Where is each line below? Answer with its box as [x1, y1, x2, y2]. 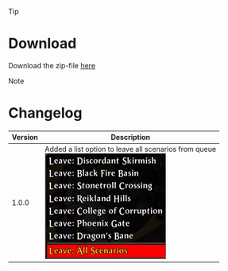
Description [110, 133, 151, 142]
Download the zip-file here [8, 60, 96, 70]
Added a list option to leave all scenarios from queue [44, 144, 217, 153]
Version [11, 133, 38, 142]
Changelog [8, 104, 83, 122]
